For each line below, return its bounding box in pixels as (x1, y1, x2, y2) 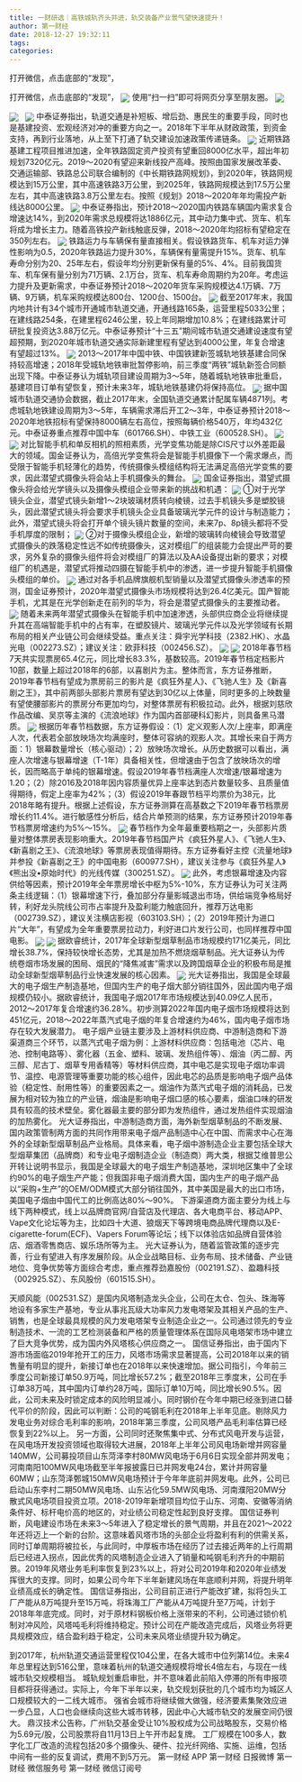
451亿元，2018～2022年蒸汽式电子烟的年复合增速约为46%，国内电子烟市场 (9, 1014, 290, 1025)
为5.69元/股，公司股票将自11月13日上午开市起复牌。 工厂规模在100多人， (9, 1728, 280, 1740)
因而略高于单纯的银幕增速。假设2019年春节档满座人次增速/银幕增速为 (24, 766, 282, 777)
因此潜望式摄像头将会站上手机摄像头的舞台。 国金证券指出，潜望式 (24, 472, 283, 483)
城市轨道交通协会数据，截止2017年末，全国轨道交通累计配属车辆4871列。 (9, 393, 281, 404)
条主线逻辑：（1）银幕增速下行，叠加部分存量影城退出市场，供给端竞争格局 (9, 890, 285, 901)
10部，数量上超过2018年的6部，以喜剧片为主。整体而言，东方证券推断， (9, 664, 277, 675)
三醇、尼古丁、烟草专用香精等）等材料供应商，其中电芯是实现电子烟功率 (9, 1059, 277, 1070)
